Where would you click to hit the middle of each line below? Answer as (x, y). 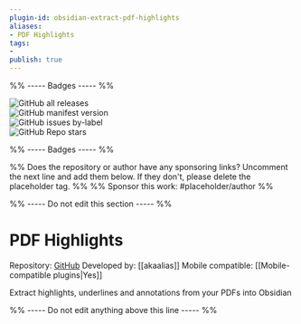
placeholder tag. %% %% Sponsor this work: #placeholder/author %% (141, 186)
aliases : (26, 26)
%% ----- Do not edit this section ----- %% (91, 204)
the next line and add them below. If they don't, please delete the (130, 176)
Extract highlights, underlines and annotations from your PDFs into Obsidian (150, 292)
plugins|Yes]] (77, 275)
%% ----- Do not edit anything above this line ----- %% (113, 310)
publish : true (36, 60)
